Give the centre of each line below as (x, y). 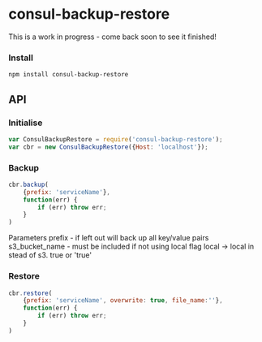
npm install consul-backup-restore (69, 75)
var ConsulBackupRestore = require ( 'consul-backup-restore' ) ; (116, 139)
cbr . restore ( (30, 293)
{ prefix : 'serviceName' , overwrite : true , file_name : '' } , (123, 301)
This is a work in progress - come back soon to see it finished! (113, 37)
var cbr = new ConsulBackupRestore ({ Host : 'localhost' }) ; (108, 147)
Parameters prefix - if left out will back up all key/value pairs (109, 238)
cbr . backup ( (28, 184)
